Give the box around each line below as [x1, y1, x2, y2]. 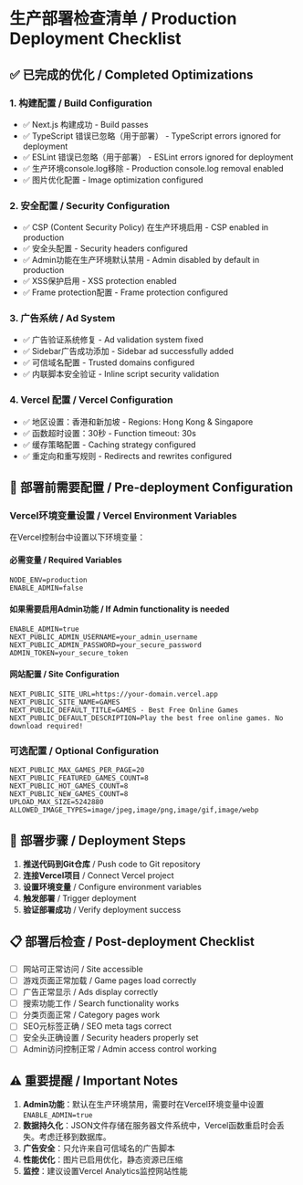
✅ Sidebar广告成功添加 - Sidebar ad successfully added [22, 346, 235, 357]
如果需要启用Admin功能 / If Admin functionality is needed [9, 603, 230, 614]
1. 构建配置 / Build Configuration [9, 97, 152, 110]
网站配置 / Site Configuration [9, 668, 120, 680]
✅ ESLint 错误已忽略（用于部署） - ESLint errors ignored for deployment [22, 152, 294, 163]
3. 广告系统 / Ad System [9, 312, 116, 325]
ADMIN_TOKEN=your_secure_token [9, 648, 129, 657]
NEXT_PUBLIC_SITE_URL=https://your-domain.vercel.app [9, 690, 219, 699]
